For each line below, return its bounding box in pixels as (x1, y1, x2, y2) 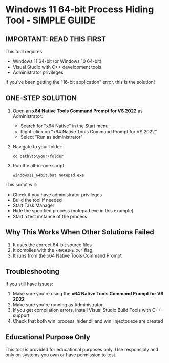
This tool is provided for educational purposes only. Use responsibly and (5, 347, 159, 353)
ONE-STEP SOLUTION (5, 94, 77, 103)
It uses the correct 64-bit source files (12, 242, 92, 248)
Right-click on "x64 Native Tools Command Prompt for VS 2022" (20, 128, 157, 134)
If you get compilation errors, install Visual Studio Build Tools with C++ (12, 307, 162, 313)
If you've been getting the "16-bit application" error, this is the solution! (5, 79, 155, 85)
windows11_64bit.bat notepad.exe (12, 173, 84, 178)
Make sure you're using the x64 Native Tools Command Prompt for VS (12, 291, 164, 297)
